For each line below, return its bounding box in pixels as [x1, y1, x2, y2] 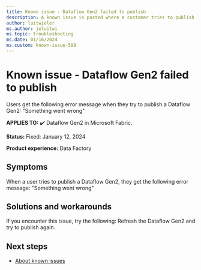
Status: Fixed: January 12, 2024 [6, 133, 86, 140]
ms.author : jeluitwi [6, 25, 58, 32]
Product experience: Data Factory [6, 145, 92, 152]
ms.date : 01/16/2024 [6, 37, 58, 43]
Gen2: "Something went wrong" [6, 107, 85, 114]
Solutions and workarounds [6, 202, 112, 212]
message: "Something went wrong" [6, 184, 94, 191]
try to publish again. [6, 224, 56, 231]
